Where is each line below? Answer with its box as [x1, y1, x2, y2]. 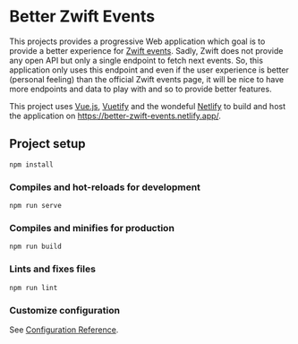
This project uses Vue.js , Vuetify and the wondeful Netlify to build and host [9, 100, 286, 111]
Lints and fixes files [9, 262, 97, 275]
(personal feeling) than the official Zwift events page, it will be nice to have [9, 73, 285, 84]
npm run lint [9, 283, 58, 292]
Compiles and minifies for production [9, 221, 175, 234]
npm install [9, 159, 54, 169]
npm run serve [9, 202, 63, 211]
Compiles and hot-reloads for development [9, 181, 201, 193]
